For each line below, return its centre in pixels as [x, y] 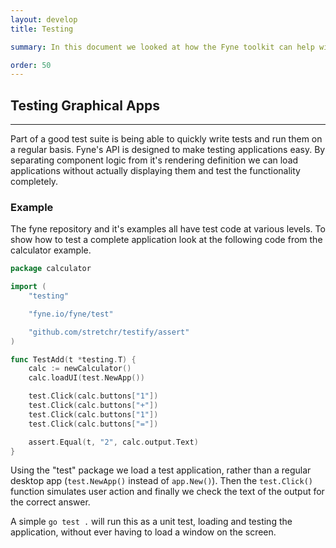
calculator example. [51, 250]
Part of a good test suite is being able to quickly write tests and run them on [166, 139]
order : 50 [31, 65]
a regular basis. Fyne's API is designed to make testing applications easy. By [168, 150]
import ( [28, 287]
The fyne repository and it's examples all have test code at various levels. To [168, 229]
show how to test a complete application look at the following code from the [166, 240]
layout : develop [44, 19]
